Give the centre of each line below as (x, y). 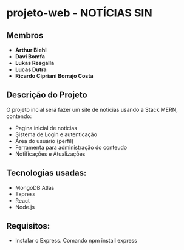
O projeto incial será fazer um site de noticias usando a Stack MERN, (92, 109)
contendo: (19, 116)
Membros (25, 36)
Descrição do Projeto (47, 95)
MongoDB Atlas (35, 187)
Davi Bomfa (30, 57)
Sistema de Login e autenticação (56, 134)
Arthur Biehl (31, 50)
